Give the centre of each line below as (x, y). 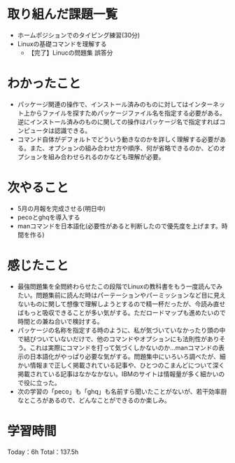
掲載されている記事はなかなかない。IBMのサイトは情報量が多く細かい (118, 374)
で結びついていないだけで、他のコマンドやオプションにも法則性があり (118, 339)
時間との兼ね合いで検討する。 (60, 321)
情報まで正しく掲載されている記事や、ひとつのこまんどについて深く (127, 365)
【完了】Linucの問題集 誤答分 (70, 53)
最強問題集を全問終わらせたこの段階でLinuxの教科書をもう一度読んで (117, 286)
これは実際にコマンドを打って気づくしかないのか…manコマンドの (124, 347)
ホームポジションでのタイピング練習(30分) (79, 35)
